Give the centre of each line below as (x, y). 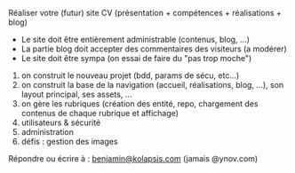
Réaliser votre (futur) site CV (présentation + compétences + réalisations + (145, 13)
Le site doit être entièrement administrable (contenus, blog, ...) (136, 39)
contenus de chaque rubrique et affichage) (100, 113)
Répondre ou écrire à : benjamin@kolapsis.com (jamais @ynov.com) (133, 158)
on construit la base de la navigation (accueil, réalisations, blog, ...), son (152, 85)
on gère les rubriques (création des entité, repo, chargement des (140, 104)
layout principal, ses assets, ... (76, 94)
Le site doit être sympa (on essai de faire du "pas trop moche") (136, 58)
